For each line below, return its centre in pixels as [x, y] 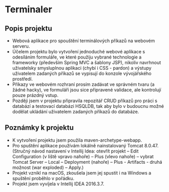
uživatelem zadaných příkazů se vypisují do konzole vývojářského [82, 73]
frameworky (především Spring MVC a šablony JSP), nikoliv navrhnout [87, 62]
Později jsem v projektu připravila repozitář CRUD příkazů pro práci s [84, 101]
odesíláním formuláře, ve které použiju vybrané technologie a [77, 57]
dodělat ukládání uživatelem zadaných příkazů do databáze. [76, 112]
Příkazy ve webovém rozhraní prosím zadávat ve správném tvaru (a [83, 84]
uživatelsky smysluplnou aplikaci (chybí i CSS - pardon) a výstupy [82, 68]
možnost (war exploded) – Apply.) [48, 167]
